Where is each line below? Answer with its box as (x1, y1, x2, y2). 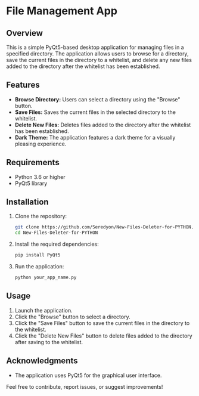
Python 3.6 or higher (14, 173, 66, 180)
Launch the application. (14, 307, 73, 314)
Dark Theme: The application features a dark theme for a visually (14, 134, 176, 141)
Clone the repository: (14, 213, 67, 220)
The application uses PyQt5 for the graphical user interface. (14, 372, 162, 379)
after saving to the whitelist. (14, 338, 83, 345)
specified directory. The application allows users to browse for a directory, (6, 50, 189, 57)
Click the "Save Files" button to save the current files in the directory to (14, 319, 190, 326)
